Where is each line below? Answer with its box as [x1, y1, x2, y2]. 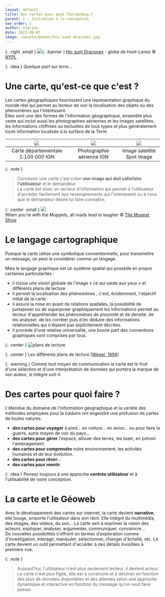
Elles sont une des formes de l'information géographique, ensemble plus [5, 113, 152, 119]
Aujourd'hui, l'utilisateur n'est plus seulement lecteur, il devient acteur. [17, 566, 160, 571]
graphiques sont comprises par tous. [12, 332, 87, 338]
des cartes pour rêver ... [12, 456, 61, 462]
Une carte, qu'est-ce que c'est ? [5, 81, 139, 92]
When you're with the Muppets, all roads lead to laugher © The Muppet [5, 212, 150, 218]
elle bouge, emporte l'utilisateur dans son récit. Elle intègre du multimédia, [5, 515, 156, 521]
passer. [17, 586, 32, 592]
